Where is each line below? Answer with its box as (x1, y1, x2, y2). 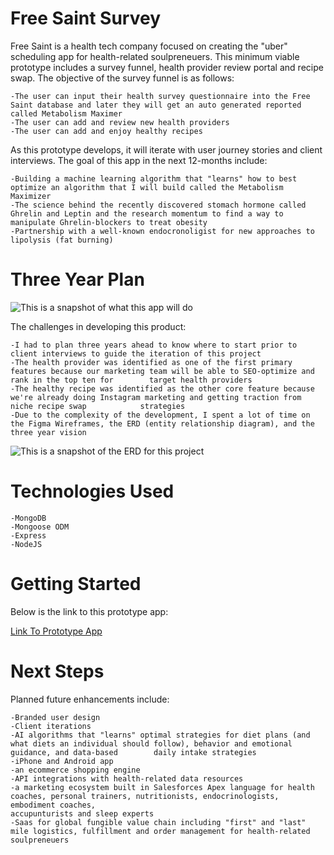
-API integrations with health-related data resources (10, 773, 244, 784)
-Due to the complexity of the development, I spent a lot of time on (10, 410, 311, 420)
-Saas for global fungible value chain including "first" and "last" (10, 817, 307, 827)
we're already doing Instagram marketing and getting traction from (10, 392, 302, 402)
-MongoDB (10, 513, 47, 523)
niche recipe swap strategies (10, 401, 186, 411)
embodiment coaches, (10, 800, 97, 810)
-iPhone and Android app (10, 756, 114, 766)
